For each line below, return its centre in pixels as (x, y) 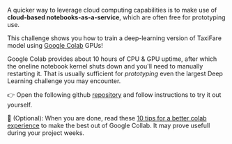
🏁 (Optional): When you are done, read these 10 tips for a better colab (107, 118)
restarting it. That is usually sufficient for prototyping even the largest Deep (115, 73)
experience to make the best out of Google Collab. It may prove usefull (109, 125)
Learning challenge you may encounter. (64, 81)
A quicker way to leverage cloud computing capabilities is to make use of (112, 10)
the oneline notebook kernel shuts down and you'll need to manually (105, 66)
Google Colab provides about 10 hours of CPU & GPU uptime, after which (112, 59)
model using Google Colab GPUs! (55, 45)
